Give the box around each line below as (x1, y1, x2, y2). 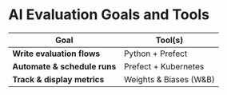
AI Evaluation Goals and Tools (8, 6, 210, 24)
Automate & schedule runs (12, 61, 117, 72)
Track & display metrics (12, 73, 105, 85)
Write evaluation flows (12, 48, 101, 59)
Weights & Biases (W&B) (123, 73, 216, 85)
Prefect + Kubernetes (123, 61, 205, 72)
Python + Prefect (123, 48, 188, 59)
